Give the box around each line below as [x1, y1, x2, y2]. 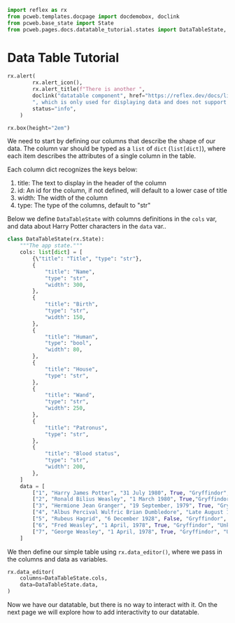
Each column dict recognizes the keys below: [7, 165, 138, 174]
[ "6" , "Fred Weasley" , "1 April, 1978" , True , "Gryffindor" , [32, 522, 215, 529]
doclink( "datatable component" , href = [32, 92, 145, 99]
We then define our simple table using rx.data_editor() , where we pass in [7, 547, 222, 556]
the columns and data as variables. [7, 554, 108, 563]
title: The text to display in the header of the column [17, 179, 166, 187]
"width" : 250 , [44, 405, 86, 412]
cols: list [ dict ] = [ [20, 249, 83, 256]
